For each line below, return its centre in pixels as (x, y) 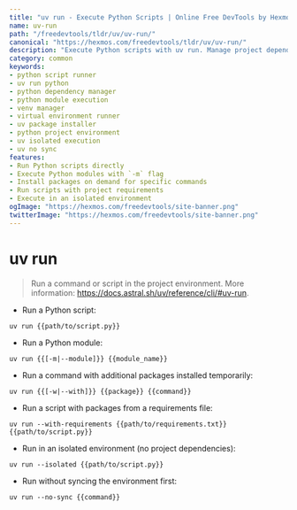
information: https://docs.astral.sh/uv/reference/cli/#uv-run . (140, 292)
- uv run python (39, 83)
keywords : (27, 67)
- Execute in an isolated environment (80, 199)
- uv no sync (33, 149)
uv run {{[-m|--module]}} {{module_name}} (88, 359)
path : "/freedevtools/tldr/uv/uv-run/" (83, 34)
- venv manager (37, 108)
